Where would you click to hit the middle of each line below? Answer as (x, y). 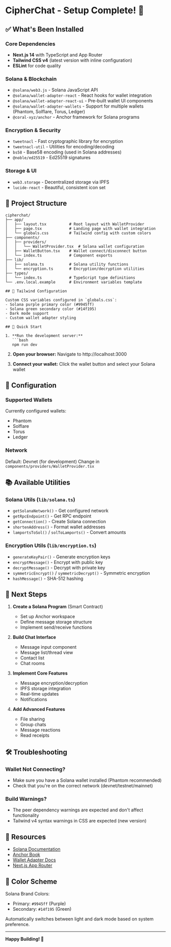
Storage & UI (21, 171)
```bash (20, 340)
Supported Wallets (29, 400)
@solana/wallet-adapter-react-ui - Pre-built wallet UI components (83, 101)
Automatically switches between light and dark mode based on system (79, 919)
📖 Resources (26, 837)
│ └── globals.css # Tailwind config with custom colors (78, 233)
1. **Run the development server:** (44, 336)
